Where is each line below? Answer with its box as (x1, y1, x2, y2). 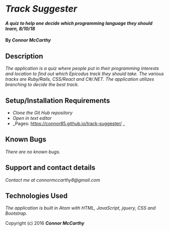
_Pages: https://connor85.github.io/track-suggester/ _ (12, 120, 125, 126)
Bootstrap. (5, 210, 27, 216)
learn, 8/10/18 (5, 25, 36, 31)
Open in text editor (12, 115, 52, 121)
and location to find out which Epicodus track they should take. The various (5, 71, 164, 77)
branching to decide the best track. (5, 82, 79, 88)
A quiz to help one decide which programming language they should (5, 20, 153, 26)
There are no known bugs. (5, 148, 61, 155)
